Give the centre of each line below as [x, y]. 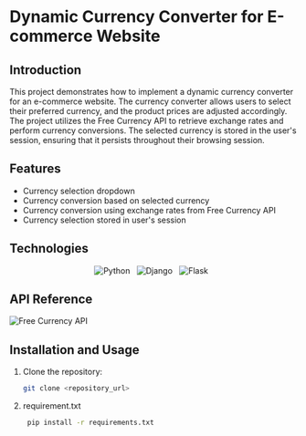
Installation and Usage [74, 350]
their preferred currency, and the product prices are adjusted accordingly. [148, 111]
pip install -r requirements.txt [90, 423]
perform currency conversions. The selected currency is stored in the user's [153, 130]
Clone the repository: [63, 372]
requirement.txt [52, 406]
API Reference [51, 300]
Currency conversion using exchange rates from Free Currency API [149, 210]
